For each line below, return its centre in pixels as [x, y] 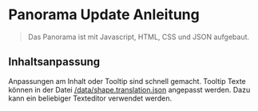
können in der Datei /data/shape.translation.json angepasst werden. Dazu [129, 89]
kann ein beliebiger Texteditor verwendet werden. [90, 98]
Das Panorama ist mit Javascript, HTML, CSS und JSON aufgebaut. [139, 37]
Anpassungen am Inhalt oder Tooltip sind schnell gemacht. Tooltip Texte [127, 81]
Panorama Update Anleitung [104, 15]
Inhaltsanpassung [54, 62]
